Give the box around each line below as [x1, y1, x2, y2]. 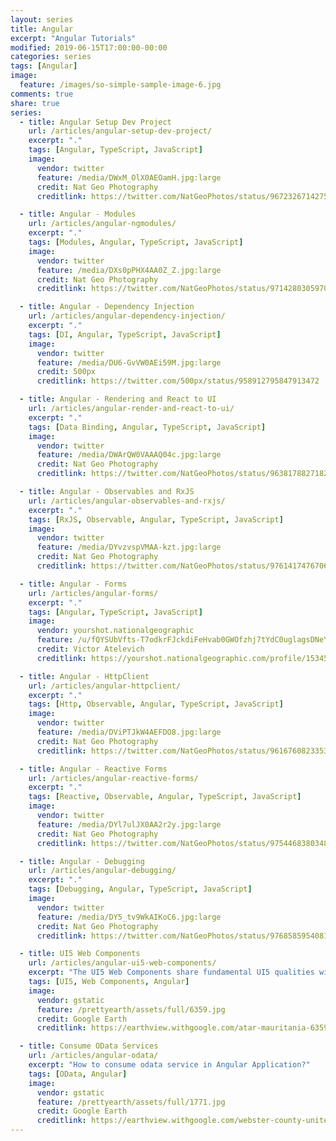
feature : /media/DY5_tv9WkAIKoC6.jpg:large [36, 912, 222, 922]
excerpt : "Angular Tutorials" [10, 33, 137, 43]
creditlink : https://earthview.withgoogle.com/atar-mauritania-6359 [36, 1023, 329, 1033]
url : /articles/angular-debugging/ [28, 866, 177, 876]
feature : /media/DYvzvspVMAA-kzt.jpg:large [36, 542, 222, 553]
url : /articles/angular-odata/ [28, 1051, 159, 1061]
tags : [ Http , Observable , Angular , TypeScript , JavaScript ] [28, 699, 284, 710]
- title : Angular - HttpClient [19, 671, 150, 681]
